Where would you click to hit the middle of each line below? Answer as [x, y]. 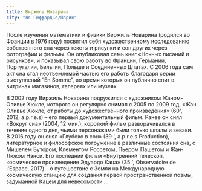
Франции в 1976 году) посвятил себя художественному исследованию [98, 41]
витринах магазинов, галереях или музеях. [62, 86]
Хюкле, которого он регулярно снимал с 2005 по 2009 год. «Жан [112, 104]
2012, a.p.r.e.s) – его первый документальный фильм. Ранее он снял [94, 117]
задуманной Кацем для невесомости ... [57, 181]
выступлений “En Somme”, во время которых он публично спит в [90, 80]
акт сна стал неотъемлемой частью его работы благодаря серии [91, 73]
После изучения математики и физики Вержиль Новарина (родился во [98, 34]
